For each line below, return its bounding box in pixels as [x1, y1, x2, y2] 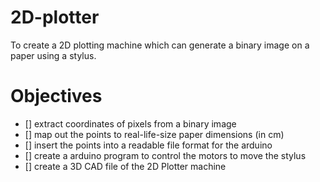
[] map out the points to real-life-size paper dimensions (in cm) [24, 128, 285, 140]
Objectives [10, 85, 103, 108]
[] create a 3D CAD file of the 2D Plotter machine [24, 160, 227, 172]
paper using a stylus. [10, 49, 97, 61]
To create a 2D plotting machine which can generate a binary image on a [10, 39, 310, 51]
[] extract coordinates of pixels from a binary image [24, 117, 237, 130]
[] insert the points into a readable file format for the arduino [24, 139, 273, 151]
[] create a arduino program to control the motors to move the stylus [24, 149, 307, 161]
